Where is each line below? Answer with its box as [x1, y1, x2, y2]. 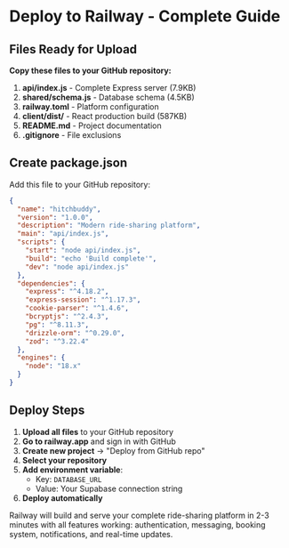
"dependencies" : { [17, 278, 86, 288]
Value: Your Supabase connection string [35, 483, 183, 494]
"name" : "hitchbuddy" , [17, 205, 101, 214]
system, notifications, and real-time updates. [9, 528, 173, 539]
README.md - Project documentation [21, 120, 162, 131]
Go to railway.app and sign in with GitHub [21, 436, 176, 447]
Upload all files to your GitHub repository [21, 426, 174, 437]
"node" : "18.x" [25, 362, 82, 371]
